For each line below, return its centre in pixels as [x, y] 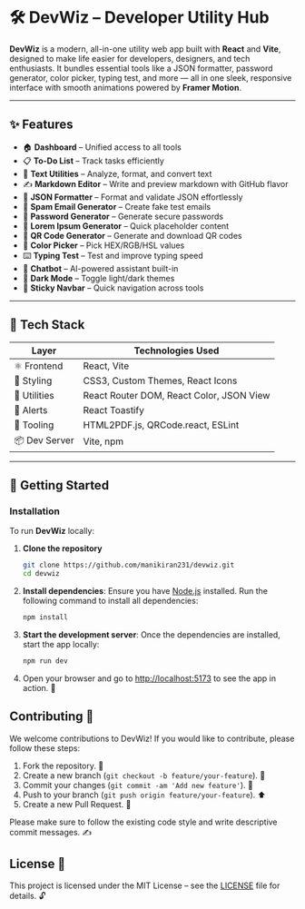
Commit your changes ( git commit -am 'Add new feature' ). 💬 [138, 785]
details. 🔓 [28, 896]
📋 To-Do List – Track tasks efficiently [93, 161]
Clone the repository [62, 548]
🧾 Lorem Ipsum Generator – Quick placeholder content [126, 226]
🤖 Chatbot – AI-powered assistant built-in [100, 268]
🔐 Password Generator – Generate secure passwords [123, 216]
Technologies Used [177, 351]
